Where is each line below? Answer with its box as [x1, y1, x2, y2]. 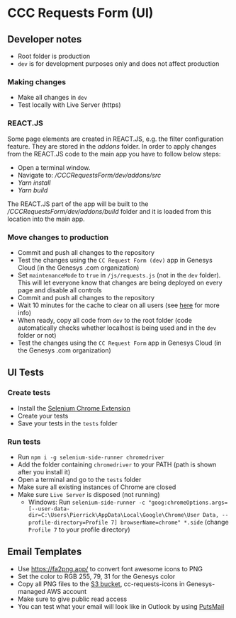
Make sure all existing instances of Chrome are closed [17, 483, 176, 491]
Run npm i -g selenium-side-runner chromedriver [17, 452, 164, 461]
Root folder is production [17, 52, 91, 60]
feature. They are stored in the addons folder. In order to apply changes [7, 142, 217, 150]
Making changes [7, 76, 66, 86]
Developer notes [7, 33, 82, 45]
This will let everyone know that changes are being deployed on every [17, 278, 223, 287]
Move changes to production [7, 232, 108, 242]
